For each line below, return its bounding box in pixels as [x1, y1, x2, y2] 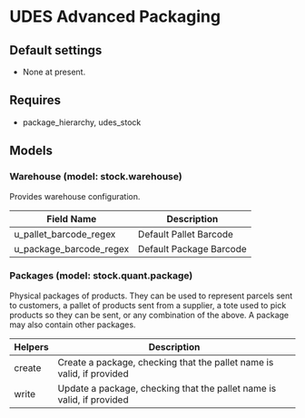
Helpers [14, 340, 49, 353]
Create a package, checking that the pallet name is [57, 355, 274, 368]
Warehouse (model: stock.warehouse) [9, 170, 183, 183]
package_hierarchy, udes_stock [22, 116, 142, 128]
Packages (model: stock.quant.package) [9, 269, 193, 282]
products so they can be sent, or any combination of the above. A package [9, 309, 290, 320]
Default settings [9, 43, 103, 58]
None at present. [22, 66, 86, 77]
